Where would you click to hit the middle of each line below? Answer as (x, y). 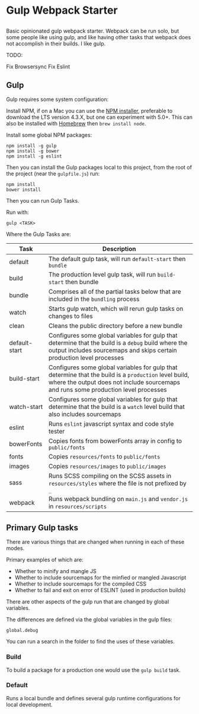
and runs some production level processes (107, 390)
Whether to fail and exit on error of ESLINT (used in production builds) (100, 590)
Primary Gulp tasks (42, 528)
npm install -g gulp (32, 146)
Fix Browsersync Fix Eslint (38, 67)
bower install (24, 190)
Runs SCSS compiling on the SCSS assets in (110, 476)
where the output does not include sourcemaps (114, 382)
